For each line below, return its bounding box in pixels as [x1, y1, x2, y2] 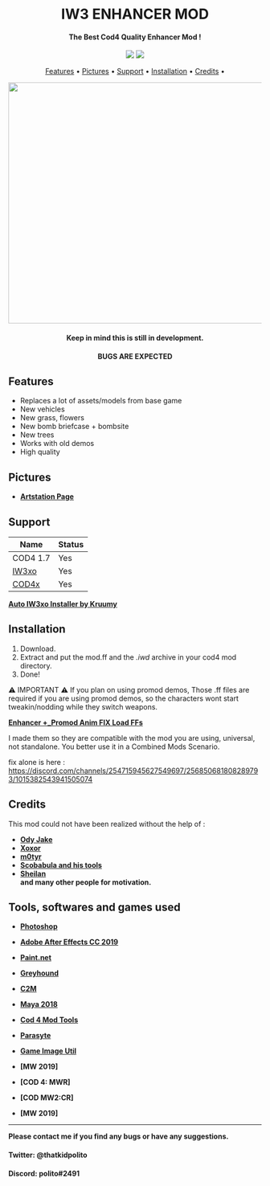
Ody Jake [19, 834, 53, 844]
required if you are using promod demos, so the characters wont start [8, 693, 239, 703]
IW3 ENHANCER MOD [61, 5, 209, 23]
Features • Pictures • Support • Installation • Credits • [45, 67, 225, 76]
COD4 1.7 [12, 553, 51, 564]
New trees [19, 430, 55, 440]
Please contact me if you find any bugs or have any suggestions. [8, 1131, 229, 1141]
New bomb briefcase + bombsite [19, 422, 129, 431]
